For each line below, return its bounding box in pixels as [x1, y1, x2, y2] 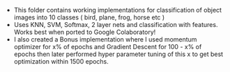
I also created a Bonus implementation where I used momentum [13, 35, 197, 44]
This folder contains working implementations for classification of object [13, 6, 222, 14]
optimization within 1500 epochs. [13, 57, 109, 65]
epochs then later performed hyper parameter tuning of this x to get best [13, 50, 224, 58]
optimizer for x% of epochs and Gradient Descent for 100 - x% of [13, 43, 202, 51]
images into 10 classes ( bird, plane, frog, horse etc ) [13, 13, 165, 21]
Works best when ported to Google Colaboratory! [13, 28, 156, 36]
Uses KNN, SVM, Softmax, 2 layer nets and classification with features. [13, 21, 218, 28]
